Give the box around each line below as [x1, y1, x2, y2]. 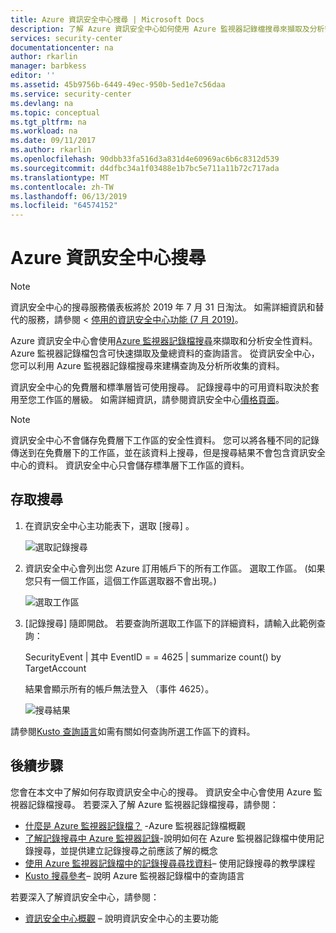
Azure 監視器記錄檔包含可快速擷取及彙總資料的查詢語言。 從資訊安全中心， [10, 347, 320, 360]
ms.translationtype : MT [10, 172, 110, 183]
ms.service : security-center [10, 89, 132, 99]
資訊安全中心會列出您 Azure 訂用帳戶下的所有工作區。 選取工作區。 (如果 [24, 562, 326, 574]
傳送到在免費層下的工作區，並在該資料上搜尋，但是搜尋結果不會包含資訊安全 [10, 447, 326, 459]
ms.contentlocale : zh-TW [10, 182, 114, 192]
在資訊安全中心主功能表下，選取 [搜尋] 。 [24, 519, 195, 531]
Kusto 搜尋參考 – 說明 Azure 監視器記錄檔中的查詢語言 [24, 869, 245, 881]
